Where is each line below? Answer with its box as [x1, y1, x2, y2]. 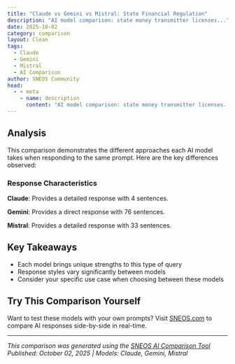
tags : [7, 43, 23, 50]
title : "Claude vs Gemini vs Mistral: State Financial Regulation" [7, 10, 208, 17]
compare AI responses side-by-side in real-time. [7, 321, 147, 330]
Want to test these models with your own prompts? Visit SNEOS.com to [7, 314, 212, 322]
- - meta [13, 88, 39, 95]
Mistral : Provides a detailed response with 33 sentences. [7, 221, 172, 230]
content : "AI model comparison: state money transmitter [25, 101, 196, 108]
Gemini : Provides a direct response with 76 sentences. [7, 207, 166, 216]
